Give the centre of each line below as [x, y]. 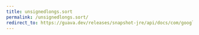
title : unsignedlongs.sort [39, 12]
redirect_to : [22, 23]
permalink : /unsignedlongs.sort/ [47, 17]
